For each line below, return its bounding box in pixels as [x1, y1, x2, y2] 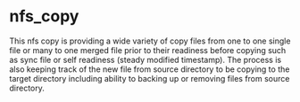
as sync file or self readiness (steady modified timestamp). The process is [9, 54, 282, 65]
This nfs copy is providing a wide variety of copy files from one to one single [9, 35, 291, 46]
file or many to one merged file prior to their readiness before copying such [9, 44, 287, 55]
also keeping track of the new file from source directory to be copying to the [9, 64, 290, 75]
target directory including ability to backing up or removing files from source [9, 73, 290, 83]
